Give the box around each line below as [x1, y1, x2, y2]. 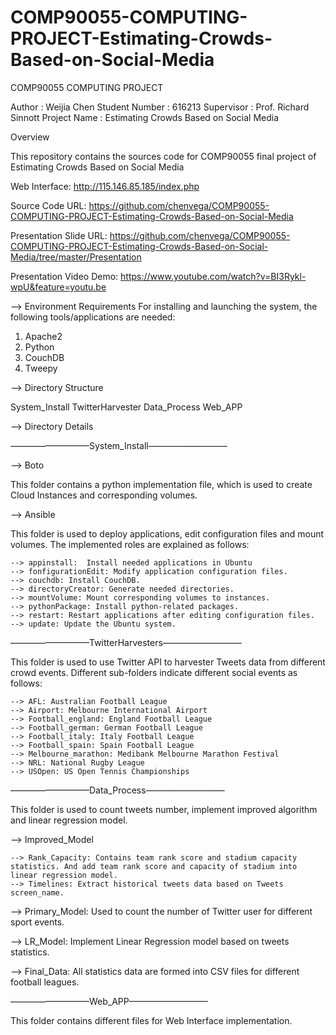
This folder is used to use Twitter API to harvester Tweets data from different [10, 656, 326, 668]
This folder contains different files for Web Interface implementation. [10, 1014, 293, 1026]
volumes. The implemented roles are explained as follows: [10, 538, 250, 550]
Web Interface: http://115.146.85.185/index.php [10, 180, 200, 192]
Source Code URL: [10, 199, 87, 211]
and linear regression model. [10, 814, 128, 826]
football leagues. [10, 976, 80, 988]
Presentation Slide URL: [10, 229, 108, 241]
